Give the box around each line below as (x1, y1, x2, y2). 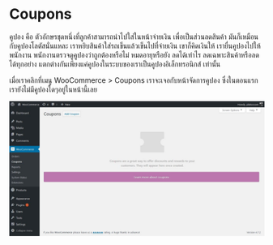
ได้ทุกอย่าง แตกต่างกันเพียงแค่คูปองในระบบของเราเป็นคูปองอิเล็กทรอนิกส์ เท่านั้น (9, 58, 221, 69)
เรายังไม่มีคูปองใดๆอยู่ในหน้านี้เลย (9, 84, 98, 94)
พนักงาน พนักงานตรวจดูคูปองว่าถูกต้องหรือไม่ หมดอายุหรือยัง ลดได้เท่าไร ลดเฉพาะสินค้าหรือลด (9, 49, 260, 59)
